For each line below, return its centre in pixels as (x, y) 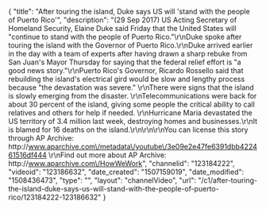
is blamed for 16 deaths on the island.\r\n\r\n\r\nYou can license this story (128, 130)
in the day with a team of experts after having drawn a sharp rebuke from (128, 54)
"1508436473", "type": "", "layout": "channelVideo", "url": (102, 180)
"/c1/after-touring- (228, 180)
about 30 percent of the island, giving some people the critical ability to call (132, 104)
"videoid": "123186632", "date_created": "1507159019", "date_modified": (126, 172)
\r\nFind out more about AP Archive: (108, 155)
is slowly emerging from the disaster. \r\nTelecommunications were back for (133, 96)
